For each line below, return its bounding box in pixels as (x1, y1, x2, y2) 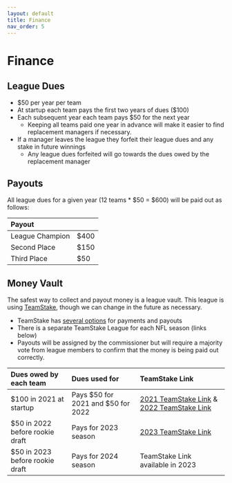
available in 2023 (139, 460, 197, 469)
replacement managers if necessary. (27, 128, 133, 136)
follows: (7, 203, 30, 212)
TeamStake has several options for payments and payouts (17, 316, 183, 325)
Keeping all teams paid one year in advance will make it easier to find (27, 120, 224, 129)
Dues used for (71, 374, 119, 383)
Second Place (10, 243, 56, 253)
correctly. (17, 354, 45, 361)
